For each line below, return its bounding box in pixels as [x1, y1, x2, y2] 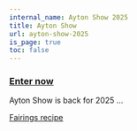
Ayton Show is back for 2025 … [9, 95, 124, 106]
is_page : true [9, 37, 62, 47]
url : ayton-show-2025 [9, 29, 89, 38]
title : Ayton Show [9, 21, 77, 30]
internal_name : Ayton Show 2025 [9, 12, 128, 22]
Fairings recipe [9, 112, 64, 123]
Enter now [9, 75, 55, 88]
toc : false [9, 46, 49, 55]
